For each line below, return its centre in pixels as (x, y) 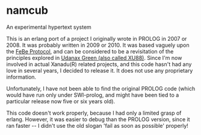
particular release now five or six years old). (61, 101)
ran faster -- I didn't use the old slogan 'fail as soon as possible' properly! (97, 125)
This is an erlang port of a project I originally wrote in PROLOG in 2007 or (97, 38)
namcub (27, 10)
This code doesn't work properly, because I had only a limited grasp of (94, 113)
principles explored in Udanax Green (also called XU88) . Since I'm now (94, 58)
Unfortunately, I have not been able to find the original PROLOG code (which (101, 88)
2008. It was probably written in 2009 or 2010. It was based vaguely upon (98, 45)
